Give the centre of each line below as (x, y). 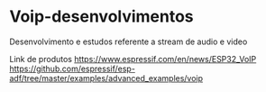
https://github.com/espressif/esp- (72, 69)
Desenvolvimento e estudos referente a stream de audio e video (128, 41)
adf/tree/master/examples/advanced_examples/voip (106, 78)
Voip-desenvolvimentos (101, 17)
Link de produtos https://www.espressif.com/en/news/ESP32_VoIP (133, 59)
